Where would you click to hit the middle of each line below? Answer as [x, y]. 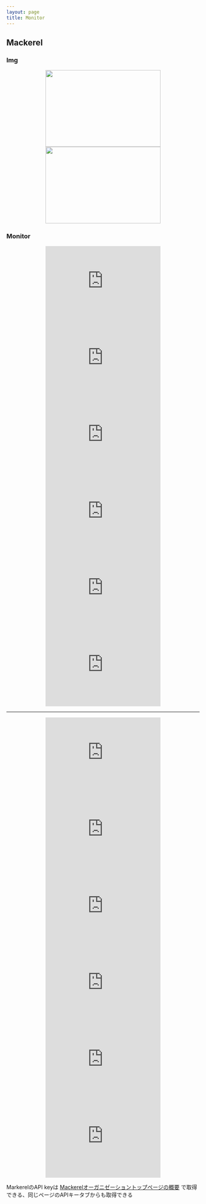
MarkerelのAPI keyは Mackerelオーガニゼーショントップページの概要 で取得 [102, 1187]
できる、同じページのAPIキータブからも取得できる [70, 1195]
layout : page [23, 12]
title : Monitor [26, 18]
